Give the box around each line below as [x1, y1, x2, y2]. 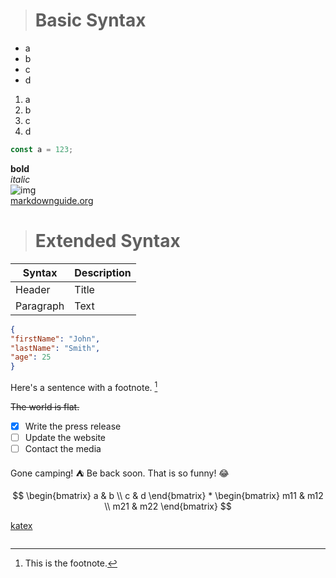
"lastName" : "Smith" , [10, 343, 101, 353]
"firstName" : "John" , [10, 334, 101, 344]
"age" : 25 [10, 352, 52, 363]
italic [10, 173, 31, 185]
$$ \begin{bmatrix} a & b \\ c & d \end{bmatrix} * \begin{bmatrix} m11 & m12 [12, 489, 324, 501]
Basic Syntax [34, 9, 147, 32]
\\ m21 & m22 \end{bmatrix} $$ [104, 500, 232, 512]
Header [15, 282, 51, 296]
